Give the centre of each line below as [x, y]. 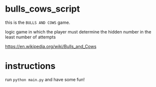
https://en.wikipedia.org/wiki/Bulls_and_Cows [51, 46]
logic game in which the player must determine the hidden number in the [78, 32]
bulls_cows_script [43, 9]
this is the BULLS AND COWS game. [38, 22]
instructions [30, 66]
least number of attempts [31, 37]
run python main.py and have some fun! [45, 79]
